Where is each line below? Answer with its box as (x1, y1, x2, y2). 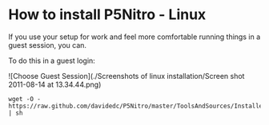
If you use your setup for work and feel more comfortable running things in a (8, 32, 261, 41)
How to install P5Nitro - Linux (8, 6, 207, 24)
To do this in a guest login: (8, 56, 96, 65)
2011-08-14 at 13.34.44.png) (8, 80, 102, 89)
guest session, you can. (8, 40, 86, 49)
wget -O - (8, 95, 42, 103)
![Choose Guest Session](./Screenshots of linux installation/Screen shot (8, 71, 245, 80)
